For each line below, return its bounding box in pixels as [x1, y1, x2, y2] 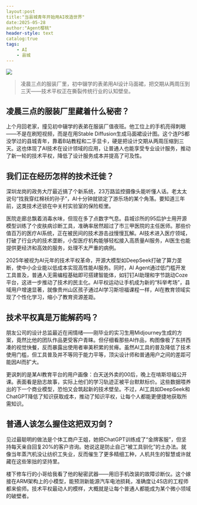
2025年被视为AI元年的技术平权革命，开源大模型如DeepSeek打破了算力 [6, 257, 177, 264]
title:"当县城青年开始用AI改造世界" [6, 14, 85, 20]
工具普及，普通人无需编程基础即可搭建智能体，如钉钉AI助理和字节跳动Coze [6, 271, 188, 279]
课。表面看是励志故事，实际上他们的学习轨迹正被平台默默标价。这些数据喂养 [6, 378, 191, 385]
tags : [6, 42, 19, 48]
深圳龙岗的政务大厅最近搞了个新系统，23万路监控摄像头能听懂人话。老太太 [6, 188, 188, 195]
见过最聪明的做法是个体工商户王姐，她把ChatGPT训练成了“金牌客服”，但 [6, 436, 182, 443]
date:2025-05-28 [6, 19, 46, 25]
